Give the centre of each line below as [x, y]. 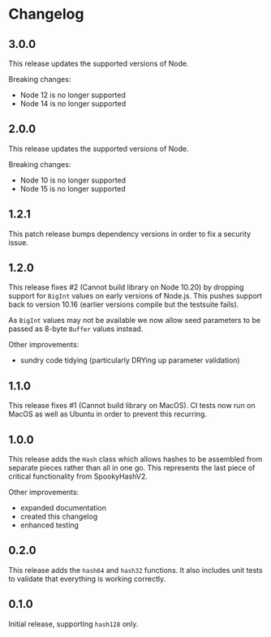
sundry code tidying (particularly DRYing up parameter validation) [130, 360]
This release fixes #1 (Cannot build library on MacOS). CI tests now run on [132, 406]
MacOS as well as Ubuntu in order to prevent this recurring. [108, 414]
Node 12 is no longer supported [73, 95]
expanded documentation [63, 508]
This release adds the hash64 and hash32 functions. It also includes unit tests [135, 570]
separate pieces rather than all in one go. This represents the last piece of [132, 468]
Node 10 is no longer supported [73, 180]
